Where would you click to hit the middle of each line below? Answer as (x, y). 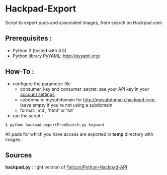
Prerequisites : (28, 38)
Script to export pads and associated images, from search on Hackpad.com (84, 23)
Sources (19, 155)
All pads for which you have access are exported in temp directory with (79, 134)
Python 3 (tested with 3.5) (39, 50)
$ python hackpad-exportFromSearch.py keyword (55, 125)
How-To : (20, 71)
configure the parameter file (42, 84)
